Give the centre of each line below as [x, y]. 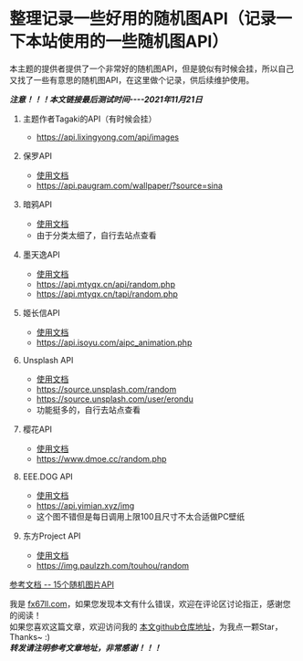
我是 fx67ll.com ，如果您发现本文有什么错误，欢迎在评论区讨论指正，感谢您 [150, 603]
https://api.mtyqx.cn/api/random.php [106, 284]
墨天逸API [42, 254]
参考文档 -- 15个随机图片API [62, 584]
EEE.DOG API [47, 477]
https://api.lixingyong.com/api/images [108, 137]
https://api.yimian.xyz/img [85, 505]
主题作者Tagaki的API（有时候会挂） [89, 119]
